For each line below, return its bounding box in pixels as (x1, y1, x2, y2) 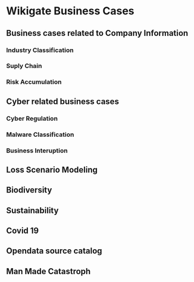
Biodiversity (6, 185, 52, 195)
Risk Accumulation (6, 78, 62, 86)
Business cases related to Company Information (6, 28, 189, 38)
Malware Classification (6, 130, 74, 139)
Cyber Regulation (6, 114, 58, 122)
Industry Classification (6, 46, 74, 54)
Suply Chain (6, 62, 42, 70)
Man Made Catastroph (6, 266, 91, 276)
